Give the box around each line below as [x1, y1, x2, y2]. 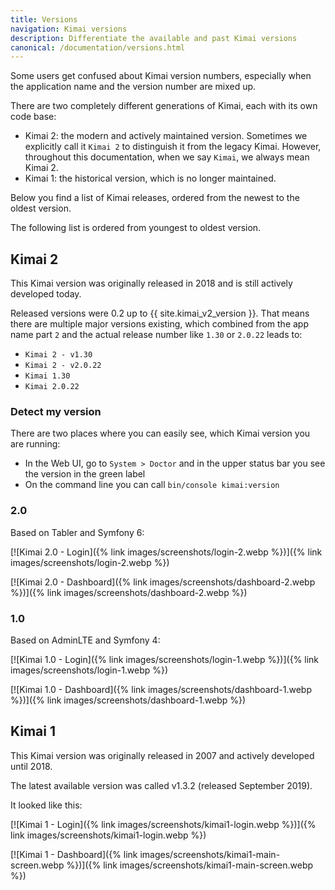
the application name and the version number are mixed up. [10, 81, 257, 93]
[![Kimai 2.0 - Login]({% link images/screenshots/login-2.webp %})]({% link [10, 546, 323, 558]
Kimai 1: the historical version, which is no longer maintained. [24, 172, 277, 185]
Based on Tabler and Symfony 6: [10, 526, 145, 538]
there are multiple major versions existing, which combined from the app [10, 318, 309, 330]
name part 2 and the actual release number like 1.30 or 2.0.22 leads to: [10, 329, 303, 341]
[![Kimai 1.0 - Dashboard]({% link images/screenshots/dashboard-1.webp [10, 683, 312, 695]
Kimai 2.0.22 [24, 382, 80, 392]
